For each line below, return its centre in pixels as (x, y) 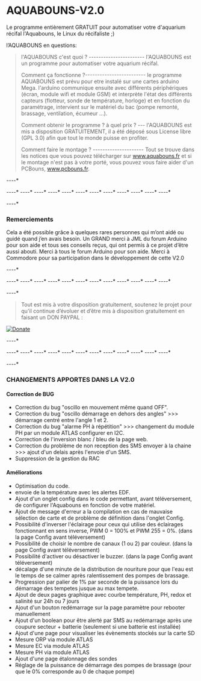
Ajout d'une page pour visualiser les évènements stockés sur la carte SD (105, 633)
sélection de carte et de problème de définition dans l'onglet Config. (100, 518)
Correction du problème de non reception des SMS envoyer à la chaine (103, 446)
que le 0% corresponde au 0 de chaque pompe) (75, 671)
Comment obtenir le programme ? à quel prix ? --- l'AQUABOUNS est (106, 125)
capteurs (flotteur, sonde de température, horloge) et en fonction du (105, 101)
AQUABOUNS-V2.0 (55, 11)
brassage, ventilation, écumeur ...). (64, 113)
